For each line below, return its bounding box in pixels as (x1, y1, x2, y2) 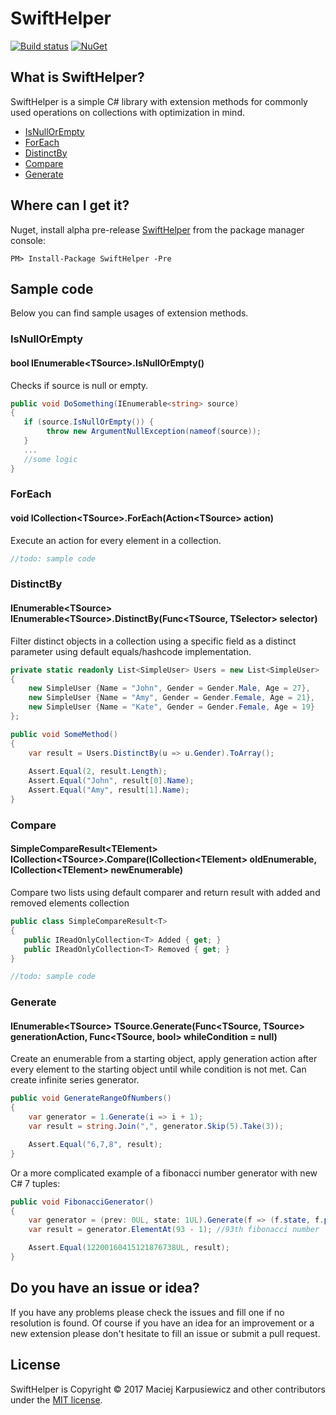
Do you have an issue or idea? (10, 1280, 200, 1297)
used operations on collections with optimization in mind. (10, 106, 245, 118)
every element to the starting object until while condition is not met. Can (10, 1063, 307, 1076)
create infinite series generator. (10, 1074, 140, 1086)
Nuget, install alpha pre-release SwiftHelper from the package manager (10, 223, 305, 236)
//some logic (23, 454, 78, 464)
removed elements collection (10, 897, 130, 909)
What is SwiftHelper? (10, 69, 145, 86)
